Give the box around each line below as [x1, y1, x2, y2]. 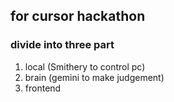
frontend [24, 82, 62, 94]
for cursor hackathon [10, 8, 146, 25]
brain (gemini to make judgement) [24, 71, 165, 83]
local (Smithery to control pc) [24, 60, 146, 73]
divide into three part [10, 38, 115, 52]
